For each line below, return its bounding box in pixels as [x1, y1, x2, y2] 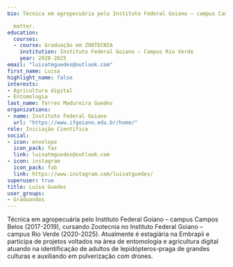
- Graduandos [7, 196, 45, 203]
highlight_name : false [7, 74, 73, 81]
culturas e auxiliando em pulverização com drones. [7, 252, 153, 260]
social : [7, 132, 30, 139]
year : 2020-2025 [19, 55, 67, 62]
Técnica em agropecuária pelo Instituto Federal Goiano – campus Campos [7, 215, 218, 223]
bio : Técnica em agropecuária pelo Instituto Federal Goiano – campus [7, 10, 216, 17]
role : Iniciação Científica [7, 125, 89, 132]
